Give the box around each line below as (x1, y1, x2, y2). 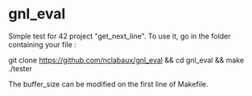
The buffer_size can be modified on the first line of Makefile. (8, 79, 209, 89)
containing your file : (8, 39, 76, 49)
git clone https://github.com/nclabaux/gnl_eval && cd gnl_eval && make (8, 55, 244, 65)
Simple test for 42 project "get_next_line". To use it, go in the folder (8, 31, 231, 41)
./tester (8, 63, 32, 73)
